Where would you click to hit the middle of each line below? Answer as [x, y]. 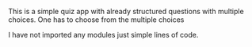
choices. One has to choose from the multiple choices [96, 20]
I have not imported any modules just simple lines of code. [103, 35]
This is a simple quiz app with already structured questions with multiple [126, 11]
